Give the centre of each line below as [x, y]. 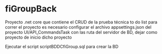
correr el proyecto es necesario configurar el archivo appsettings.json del [78, 27]
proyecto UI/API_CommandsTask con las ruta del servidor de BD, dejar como [81, 32]
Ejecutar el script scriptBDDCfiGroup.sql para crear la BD [62, 46]
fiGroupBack [31, 9]
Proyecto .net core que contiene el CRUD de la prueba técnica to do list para [81, 22]
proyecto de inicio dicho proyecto [38, 37]
